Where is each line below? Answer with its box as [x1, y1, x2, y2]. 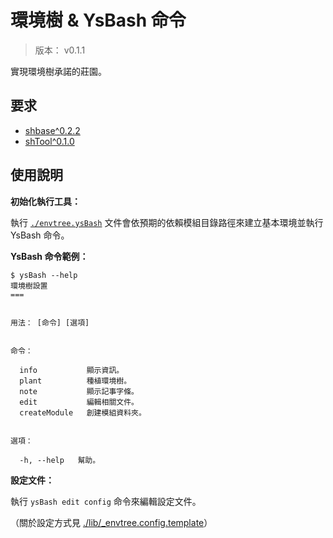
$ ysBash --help [10, 270, 78, 280]
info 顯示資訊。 [19, 365, 125, 375]
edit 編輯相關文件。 [19, 397, 139, 407]
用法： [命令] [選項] [10, 317, 90, 328]
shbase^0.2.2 [24, 124, 81, 136]
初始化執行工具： [10, 195, 81, 207]
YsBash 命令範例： [10, 250, 89, 262]
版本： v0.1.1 [34, 44, 86, 56]
